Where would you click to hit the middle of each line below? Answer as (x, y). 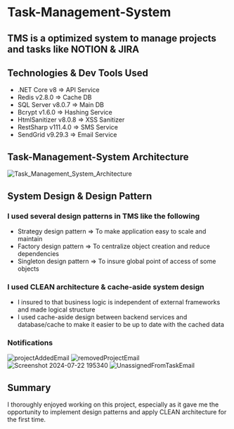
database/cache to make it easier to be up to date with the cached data (121, 325)
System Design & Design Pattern (80, 196)
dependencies (38, 253)
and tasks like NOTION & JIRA (73, 49)
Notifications (30, 343)
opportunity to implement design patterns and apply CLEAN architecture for (117, 412)
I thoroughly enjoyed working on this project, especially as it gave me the (113, 404)
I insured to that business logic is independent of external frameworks (119, 302)
